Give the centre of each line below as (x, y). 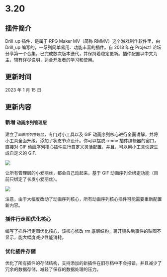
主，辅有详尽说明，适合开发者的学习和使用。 (51, 60)
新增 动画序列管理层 (26, 122)
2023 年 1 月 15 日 (23, 90)
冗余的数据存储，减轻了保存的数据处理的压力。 (53, 270)
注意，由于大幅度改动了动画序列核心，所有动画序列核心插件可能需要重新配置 (83, 199)
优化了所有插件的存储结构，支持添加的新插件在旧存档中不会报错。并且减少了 (83, 263)
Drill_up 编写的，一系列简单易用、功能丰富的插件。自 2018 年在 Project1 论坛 (83, 47)
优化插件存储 (21, 251)
